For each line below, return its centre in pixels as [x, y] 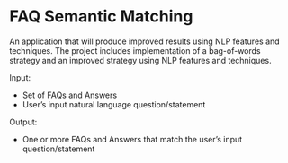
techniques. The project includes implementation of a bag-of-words [135, 50]
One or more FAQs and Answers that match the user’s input [132, 139]
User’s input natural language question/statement [114, 104]
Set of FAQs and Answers [70, 95]
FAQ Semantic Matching [101, 17]
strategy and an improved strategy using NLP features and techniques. [140, 60]
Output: [23, 122]
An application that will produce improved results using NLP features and [145, 41]
